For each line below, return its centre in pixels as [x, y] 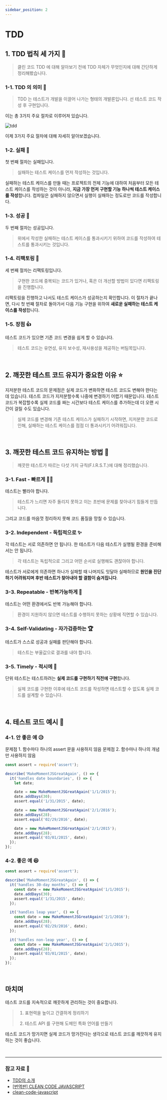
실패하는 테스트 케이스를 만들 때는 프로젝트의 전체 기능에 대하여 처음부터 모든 [80, 183]
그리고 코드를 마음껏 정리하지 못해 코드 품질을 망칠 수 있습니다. [65, 518]
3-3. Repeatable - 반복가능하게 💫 [44, 592]
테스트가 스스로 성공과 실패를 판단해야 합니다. [49, 642]
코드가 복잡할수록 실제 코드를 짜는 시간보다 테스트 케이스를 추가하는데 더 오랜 [80, 402]
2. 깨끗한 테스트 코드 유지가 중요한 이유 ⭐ [64, 375]
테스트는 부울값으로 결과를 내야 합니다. [54, 652]
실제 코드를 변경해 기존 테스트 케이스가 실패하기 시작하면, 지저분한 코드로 [87, 419]
